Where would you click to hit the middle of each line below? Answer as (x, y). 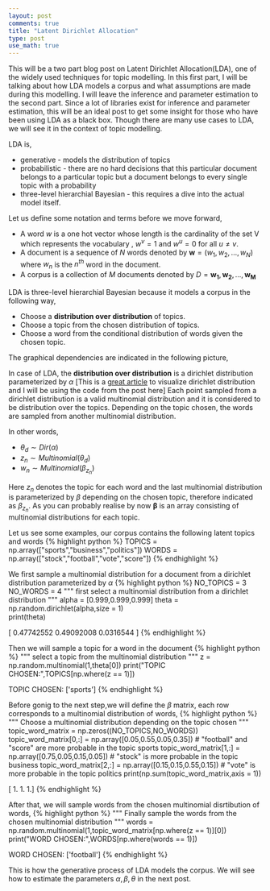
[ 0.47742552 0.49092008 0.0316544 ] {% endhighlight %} (107, 632)
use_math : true (34, 46)
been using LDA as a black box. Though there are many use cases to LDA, (131, 120)
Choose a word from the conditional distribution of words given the (131, 333)
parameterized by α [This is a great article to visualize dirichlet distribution (132, 381)
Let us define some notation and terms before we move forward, (116, 218)
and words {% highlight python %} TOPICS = (83, 541)
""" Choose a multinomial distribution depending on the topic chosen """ (129, 723)
